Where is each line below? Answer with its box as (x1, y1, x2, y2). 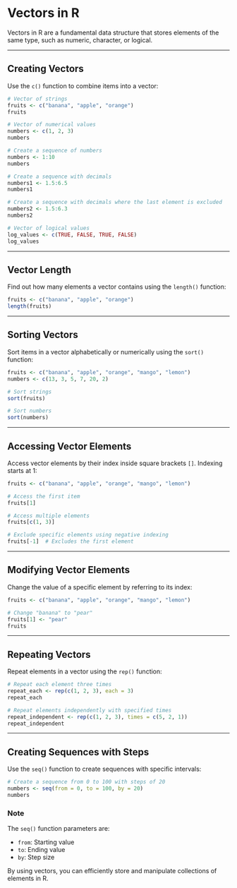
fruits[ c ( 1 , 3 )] (7, 519, 55, 526)
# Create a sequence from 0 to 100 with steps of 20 (7, 779, 166, 786)
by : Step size (17, 853, 55, 862)
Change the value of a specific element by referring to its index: (7, 582, 193, 591)
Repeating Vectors (7, 648, 91, 661)
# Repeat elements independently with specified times (7, 707, 172, 714)
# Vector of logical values (7, 224, 90, 232)
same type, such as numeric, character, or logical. (7, 35, 153, 44)
